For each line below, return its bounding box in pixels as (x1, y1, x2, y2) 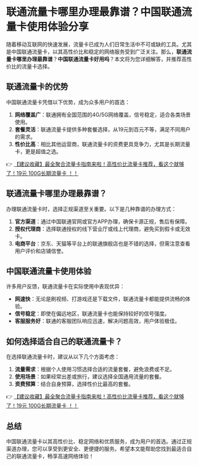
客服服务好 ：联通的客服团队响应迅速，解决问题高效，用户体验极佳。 (14, 318, 180, 325)
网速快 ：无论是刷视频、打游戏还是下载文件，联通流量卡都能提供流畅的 (14, 295, 186, 302)
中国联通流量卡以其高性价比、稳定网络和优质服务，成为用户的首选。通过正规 (6, 438, 192, 445)
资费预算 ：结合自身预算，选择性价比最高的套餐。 (14, 381, 134, 388)
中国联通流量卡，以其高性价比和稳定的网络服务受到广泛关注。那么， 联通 (11, 48, 187, 55)
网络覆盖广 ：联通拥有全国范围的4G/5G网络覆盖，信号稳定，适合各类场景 (14, 111, 192, 118)
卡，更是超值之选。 (14, 148, 62, 155)
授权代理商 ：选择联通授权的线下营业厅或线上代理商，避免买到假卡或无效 (14, 225, 190, 232)
